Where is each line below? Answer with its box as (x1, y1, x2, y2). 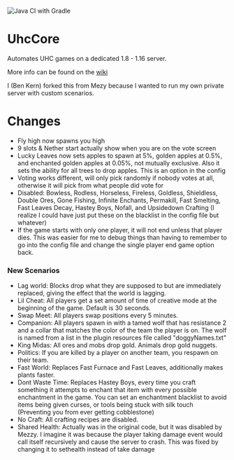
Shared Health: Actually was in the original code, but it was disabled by (17, 423, 222, 431)
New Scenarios (7, 265, 60, 275)
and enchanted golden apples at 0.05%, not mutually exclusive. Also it (17, 158, 220, 167)
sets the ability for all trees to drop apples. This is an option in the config (17, 166, 226, 174)
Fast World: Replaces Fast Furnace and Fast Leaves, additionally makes (17, 363, 224, 372)
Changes (7, 113, 61, 130)
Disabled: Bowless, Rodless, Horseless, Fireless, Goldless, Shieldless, (17, 188, 218, 197)
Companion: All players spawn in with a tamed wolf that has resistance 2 (17, 319, 227, 327)
